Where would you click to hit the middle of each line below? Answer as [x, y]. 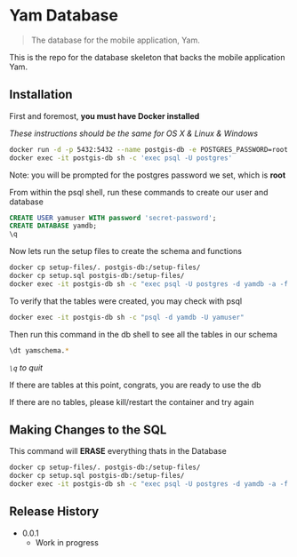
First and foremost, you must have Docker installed [104, 115]
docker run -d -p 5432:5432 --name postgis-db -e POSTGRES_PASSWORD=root [149, 149]
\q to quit [26, 367]
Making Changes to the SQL [88, 430]
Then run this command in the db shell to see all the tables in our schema [144, 334]
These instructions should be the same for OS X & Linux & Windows [134, 133]
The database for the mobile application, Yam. [115, 40]
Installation [41, 95]
